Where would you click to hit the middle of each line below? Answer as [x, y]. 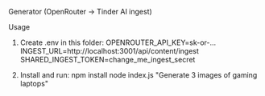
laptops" [34, 84]
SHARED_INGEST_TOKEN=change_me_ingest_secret [108, 60]
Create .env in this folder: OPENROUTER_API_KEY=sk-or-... [118, 42]
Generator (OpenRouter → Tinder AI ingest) [81, 12]
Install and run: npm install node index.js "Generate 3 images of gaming [139, 75]
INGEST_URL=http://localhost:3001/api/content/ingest [110, 51]
